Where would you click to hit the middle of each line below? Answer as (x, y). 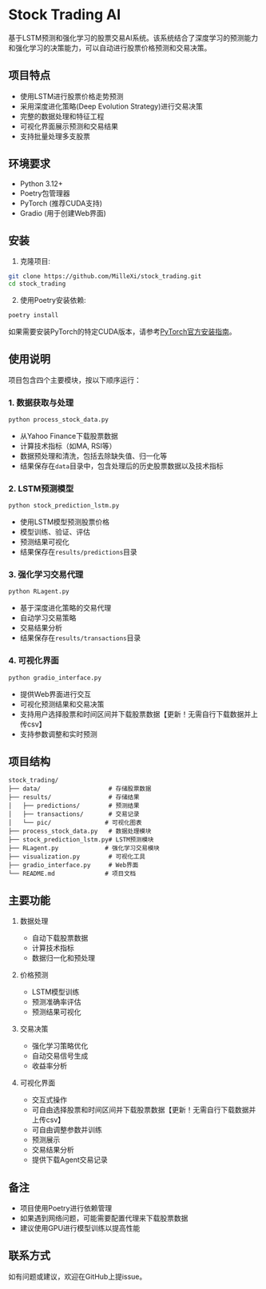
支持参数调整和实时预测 (58, 734)
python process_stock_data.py (59, 420)
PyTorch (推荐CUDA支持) (61, 203)
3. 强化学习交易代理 (46, 575)
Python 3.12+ (41, 183)
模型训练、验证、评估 (55, 532)
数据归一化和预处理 (64, 958)
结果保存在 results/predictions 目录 (78, 552)
